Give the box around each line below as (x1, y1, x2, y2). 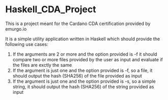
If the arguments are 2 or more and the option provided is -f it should (12, 51, 157, 57)
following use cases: (5, 41, 48, 47)
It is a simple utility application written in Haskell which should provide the (5, 36, 160, 42)
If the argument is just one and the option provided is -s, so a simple (12, 78, 156, 84)
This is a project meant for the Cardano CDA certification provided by (5, 20, 151, 27)
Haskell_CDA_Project (5, 4, 97, 15)
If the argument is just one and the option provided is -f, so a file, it (12, 67, 153, 73)
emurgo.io (5, 26, 27, 32)
